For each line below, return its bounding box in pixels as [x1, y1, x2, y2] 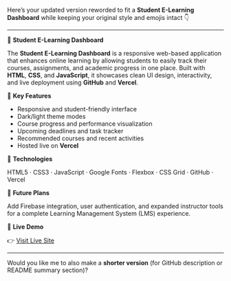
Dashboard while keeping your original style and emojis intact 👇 [7, 14, 189, 21]
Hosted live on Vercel [16, 142, 79, 150]
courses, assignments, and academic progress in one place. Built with [7, 64, 206, 71]
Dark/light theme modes [16, 113, 86, 120]
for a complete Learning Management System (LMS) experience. [7, 210, 191, 217]
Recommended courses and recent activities [16, 134, 144, 142]
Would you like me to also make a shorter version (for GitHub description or [7, 259, 223, 267]
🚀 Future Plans [7, 189, 49, 196]
